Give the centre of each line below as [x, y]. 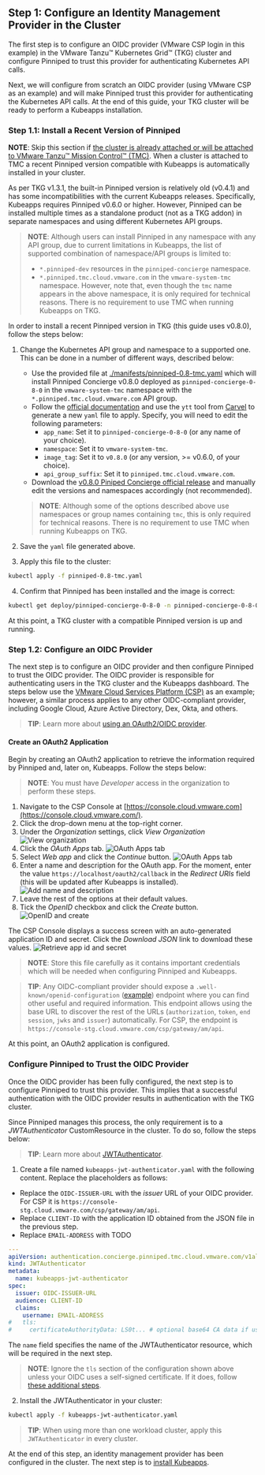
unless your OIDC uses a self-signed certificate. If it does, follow [132, 1377]
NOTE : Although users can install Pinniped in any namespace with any [142, 237]
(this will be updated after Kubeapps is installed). [99, 882]
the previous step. [49, 1227]
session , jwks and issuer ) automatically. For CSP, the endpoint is [132, 1020]
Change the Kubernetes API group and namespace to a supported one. [135, 349]
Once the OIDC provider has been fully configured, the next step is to [121, 1081]
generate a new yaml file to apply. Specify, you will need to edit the [140, 415]
